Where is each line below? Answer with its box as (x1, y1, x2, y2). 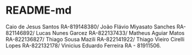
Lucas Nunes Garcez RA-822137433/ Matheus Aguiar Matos (36, 29, 185, 36)
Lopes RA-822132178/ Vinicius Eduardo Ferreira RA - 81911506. (5, 42, 161, 49)
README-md (5, 4, 72, 17)
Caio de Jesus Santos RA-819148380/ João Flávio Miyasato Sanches (5, 23, 176, 30)
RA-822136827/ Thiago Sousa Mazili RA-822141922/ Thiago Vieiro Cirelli (5, 35, 185, 43)
